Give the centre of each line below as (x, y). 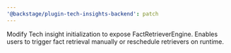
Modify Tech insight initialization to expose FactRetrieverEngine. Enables (112, 34)
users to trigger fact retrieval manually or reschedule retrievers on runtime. (115, 41)
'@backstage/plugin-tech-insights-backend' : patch (83, 14)
